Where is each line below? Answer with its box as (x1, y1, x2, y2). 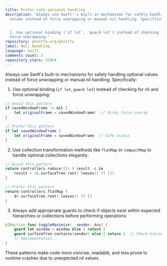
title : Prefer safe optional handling (5, 7, 85, 12)
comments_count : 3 (5, 53, 43, 58)
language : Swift (5, 48, 39, 53)
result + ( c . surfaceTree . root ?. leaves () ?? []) (14, 171, 114, 176)
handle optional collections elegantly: (12, 152, 89, 158)
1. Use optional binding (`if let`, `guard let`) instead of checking (9, 30, 159, 35)
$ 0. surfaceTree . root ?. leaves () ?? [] (14, 193, 92, 199)
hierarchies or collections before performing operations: (12, 212, 128, 219)
